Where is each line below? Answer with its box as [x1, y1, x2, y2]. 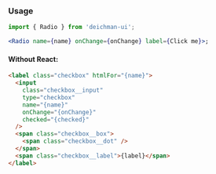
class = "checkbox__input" [22, 86, 104, 94]
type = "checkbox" [22, 93, 76, 101]
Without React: [8, 54, 59, 63]
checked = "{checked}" [22, 115, 90, 123]
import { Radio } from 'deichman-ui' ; [8, 24, 135, 31]
